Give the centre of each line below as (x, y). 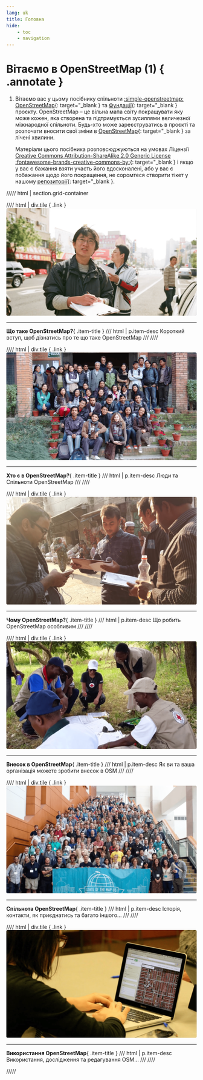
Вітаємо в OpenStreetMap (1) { (85, 69)
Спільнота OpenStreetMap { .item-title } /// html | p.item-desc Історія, (94, 908)
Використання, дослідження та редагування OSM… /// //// (81, 1059)
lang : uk (17, 13)
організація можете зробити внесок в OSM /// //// (70, 771)
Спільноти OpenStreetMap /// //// (48, 482)
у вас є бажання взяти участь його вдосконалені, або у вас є (94, 169)
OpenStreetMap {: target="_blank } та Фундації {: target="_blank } (96, 106)
